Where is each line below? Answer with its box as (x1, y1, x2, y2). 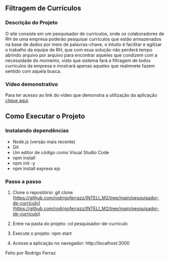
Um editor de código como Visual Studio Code (12, 149, 109, 155)
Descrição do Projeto (5, 19, 58, 26)
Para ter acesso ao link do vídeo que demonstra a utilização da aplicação (5, 92, 157, 98)
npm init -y (12, 160, 35, 166)
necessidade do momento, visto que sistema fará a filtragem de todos (5, 57, 151, 63)
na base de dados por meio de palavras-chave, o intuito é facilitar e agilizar (5, 41, 162, 47)
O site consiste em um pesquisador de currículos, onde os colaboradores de (5, 30, 164, 37)
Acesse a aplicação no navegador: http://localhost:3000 (12, 240, 130, 246)
